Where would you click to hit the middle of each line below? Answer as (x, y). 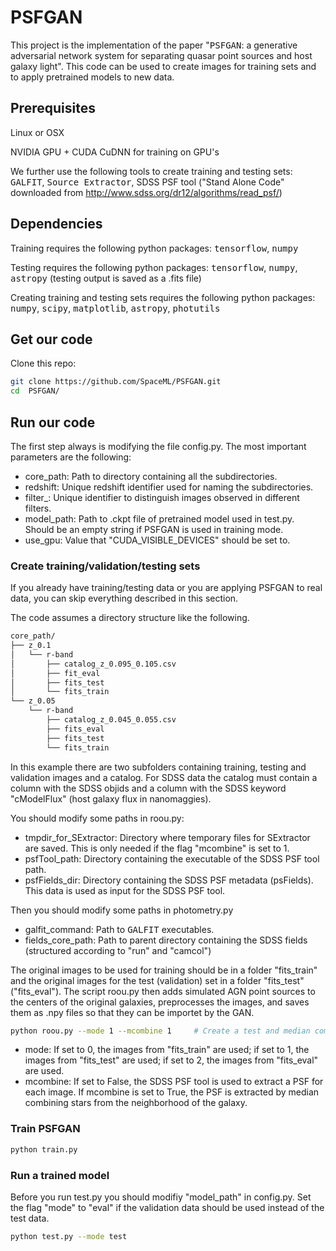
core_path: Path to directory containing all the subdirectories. (151, 476)
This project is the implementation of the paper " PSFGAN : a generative (154, 45)
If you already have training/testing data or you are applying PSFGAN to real (166, 588)
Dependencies (56, 224)
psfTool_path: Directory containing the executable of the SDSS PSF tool (172, 858)
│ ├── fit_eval (55, 673)
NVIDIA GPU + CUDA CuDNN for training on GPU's (115, 152)
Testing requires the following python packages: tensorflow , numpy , (154, 267)
